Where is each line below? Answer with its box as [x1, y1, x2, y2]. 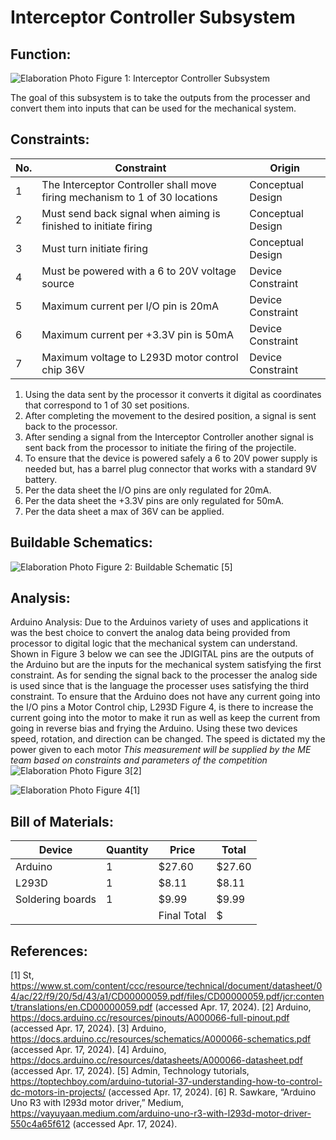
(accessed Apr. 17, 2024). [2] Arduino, [154, 1001, 312, 1013]
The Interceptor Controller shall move [41, 177, 217, 191]
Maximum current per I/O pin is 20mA [41, 299, 219, 313]
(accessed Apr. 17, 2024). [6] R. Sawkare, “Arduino [108, 1086, 317, 1098]
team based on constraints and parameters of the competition [10, 754, 268, 766]
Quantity [106, 843, 149, 857]
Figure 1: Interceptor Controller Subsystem [95, 72, 270, 84]
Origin [269, 161, 300, 175]
